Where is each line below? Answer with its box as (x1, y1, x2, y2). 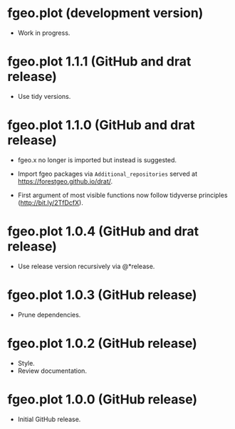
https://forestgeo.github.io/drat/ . (17, 176, 113, 186)
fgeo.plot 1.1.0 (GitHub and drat (7, 117, 195, 133)
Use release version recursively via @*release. (17, 262, 155, 270)
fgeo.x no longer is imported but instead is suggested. (17, 155, 177, 164)
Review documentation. (17, 366, 88, 375)
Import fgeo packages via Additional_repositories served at (17, 169, 198, 178)
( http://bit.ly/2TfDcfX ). (17, 198, 83, 207)
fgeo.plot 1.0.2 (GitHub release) (7, 335, 197, 351)
